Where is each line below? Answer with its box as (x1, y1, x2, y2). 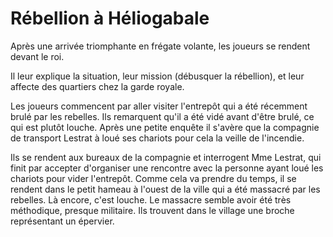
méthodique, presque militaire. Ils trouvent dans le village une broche (10, 204, 295, 216)
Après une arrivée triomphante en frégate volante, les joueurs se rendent (10, 40, 311, 52)
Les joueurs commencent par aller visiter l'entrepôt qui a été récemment (10, 100, 308, 112)
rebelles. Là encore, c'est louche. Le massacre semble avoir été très (10, 193, 292, 206)
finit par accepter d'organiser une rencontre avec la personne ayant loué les (10, 162, 324, 174)
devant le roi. (10, 50, 65, 62)
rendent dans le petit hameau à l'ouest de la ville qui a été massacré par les (10, 183, 321, 195)
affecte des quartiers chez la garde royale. (10, 80, 185, 92)
